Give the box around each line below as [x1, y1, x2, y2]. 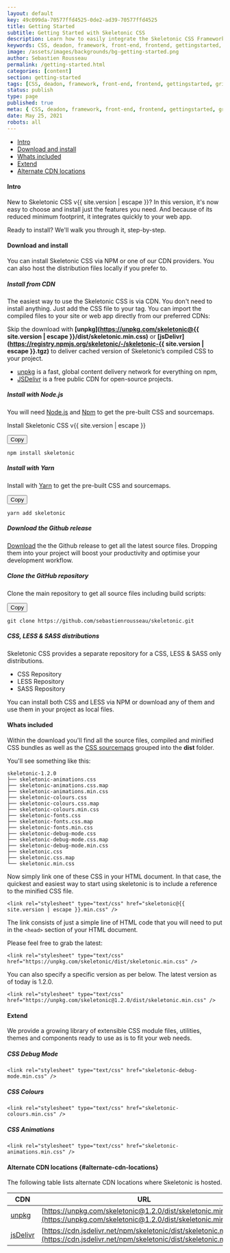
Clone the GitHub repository [7, 572, 89, 580]
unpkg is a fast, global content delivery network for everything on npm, [16, 367, 218, 375]
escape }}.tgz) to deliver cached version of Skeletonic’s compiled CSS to [7, 346, 214, 355]
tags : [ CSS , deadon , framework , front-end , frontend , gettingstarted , [7, 80, 213, 87]
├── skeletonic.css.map [7, 854, 75, 861]
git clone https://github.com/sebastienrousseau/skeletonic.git [7, 617, 194, 624]
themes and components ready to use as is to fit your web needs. [7, 1034, 192, 1042]
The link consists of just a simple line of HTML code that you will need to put [7, 918, 222, 927]
